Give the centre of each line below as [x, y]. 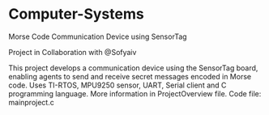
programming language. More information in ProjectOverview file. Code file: [135, 93]
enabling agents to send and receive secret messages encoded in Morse [130, 76]
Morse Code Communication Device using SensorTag [98, 36]
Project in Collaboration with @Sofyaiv [73, 52]
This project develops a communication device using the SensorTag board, [133, 68]
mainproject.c [31, 102]
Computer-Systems [76, 14]
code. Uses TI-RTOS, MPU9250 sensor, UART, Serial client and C [117, 85]
